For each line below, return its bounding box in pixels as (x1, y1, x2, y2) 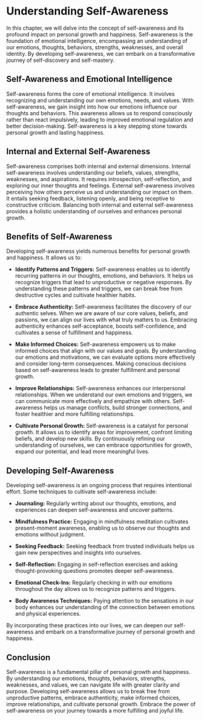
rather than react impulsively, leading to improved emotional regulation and (6, 116, 194, 123)
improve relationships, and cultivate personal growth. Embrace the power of (6, 701, 196, 707)
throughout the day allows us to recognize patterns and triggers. (15, 585, 176, 593)
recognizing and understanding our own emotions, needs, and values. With (6, 96, 194, 104)
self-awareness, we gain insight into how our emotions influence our (6, 103, 178, 110)
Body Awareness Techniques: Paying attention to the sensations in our (15, 597, 194, 604)
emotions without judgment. (15, 531, 85, 538)
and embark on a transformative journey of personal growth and (35, 628, 195, 636)
